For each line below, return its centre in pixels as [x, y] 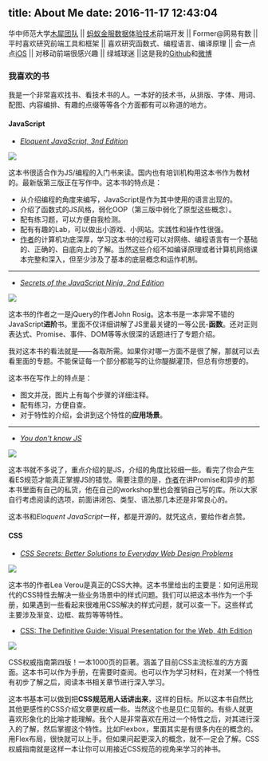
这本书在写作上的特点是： [50, 378]
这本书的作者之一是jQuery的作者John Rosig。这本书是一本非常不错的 [122, 314]
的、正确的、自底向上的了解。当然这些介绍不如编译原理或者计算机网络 [135, 250]
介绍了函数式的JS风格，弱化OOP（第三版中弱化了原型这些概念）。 [128, 210]
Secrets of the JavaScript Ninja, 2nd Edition [92, 283]
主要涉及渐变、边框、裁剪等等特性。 [68, 614]
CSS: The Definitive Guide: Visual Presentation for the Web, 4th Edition [136, 630]
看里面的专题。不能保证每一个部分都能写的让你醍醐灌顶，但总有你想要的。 [130, 361]
